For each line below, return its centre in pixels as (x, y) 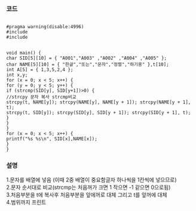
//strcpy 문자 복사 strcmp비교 (41, 97)
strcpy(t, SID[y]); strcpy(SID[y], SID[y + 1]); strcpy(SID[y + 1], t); (99, 113)
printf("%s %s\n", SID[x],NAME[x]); (52, 139)
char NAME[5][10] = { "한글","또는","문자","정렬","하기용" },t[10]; (88, 65)
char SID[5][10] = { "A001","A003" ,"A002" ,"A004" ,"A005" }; (87, 58)
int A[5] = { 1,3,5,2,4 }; (40, 70)
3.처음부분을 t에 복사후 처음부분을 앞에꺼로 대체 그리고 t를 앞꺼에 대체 (87, 194)
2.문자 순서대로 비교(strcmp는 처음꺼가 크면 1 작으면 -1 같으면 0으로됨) (88, 187)
